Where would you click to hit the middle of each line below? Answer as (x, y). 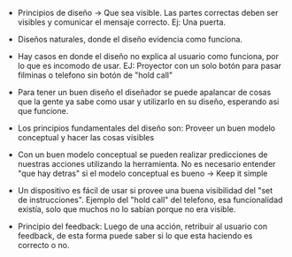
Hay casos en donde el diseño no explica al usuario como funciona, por (148, 56)
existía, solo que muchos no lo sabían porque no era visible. (127, 209)
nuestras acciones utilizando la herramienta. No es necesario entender (146, 164)
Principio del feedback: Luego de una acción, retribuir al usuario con (142, 226)
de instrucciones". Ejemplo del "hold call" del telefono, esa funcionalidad (150, 200)
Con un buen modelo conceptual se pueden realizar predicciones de (142, 155)
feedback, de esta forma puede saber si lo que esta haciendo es (135, 236)
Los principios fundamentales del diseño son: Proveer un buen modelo (146, 128)
